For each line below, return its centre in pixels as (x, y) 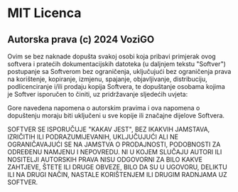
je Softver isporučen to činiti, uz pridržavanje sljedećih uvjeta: (98, 94)
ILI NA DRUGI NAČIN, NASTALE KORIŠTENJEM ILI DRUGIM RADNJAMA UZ (117, 175)
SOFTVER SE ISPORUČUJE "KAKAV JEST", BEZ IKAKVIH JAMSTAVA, (109, 129)
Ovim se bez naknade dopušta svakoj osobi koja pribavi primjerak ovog (112, 56)
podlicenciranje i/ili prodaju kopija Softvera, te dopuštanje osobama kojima (116, 86)
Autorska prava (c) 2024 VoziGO (81, 39)
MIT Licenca (44, 13)
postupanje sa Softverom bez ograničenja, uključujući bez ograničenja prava (119, 71)
